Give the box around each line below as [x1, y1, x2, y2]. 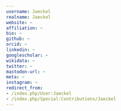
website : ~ [6, 19, 33, 25]
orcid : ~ [6, 42, 27, 48]
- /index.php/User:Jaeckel [6, 90, 72, 96]
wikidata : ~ [6, 58, 35, 63]
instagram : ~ [6, 80, 38, 86]
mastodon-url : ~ [6, 69, 46, 75]
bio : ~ [6, 31, 22, 36]
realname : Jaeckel [6, 14, 51, 20]
